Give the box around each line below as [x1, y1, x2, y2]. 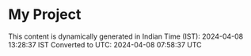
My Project [8, 6, 82, 24]
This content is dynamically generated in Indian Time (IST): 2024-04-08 [8, 32, 244, 41]
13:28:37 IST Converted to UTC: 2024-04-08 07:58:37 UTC [8, 39, 202, 49]
